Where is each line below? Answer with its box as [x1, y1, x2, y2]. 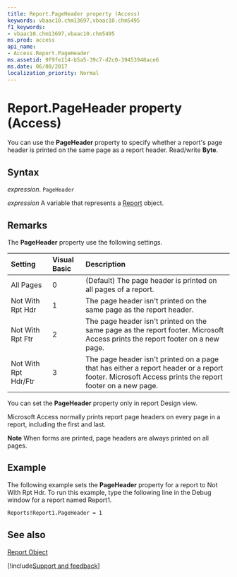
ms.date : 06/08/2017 [7, 63, 68, 70]
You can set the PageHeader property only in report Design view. [7, 399, 197, 407]
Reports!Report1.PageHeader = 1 [7, 509, 102, 516]
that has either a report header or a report [85, 363, 224, 373]
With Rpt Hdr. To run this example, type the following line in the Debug [7, 488, 212, 496]
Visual [51, 255, 74, 265]
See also [7, 529, 46, 541]
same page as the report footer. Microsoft [85, 325, 224, 335]
